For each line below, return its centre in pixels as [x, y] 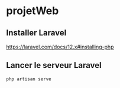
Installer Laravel [36, 33]
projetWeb [33, 11]
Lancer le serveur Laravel [54, 65]
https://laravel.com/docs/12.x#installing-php [60, 47]
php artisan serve [29, 79]
